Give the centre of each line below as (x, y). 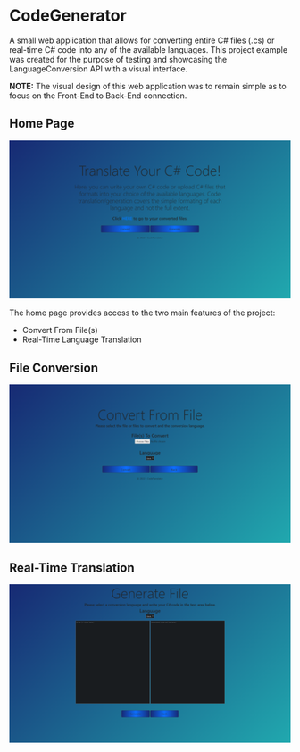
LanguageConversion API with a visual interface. (99, 69)
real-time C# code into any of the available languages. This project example (149, 49)
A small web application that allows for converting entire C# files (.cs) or (142, 40)
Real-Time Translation (72, 568)
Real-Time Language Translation (82, 339)
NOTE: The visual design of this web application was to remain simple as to (148, 86)
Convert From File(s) (60, 330)
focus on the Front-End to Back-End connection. (98, 96)
